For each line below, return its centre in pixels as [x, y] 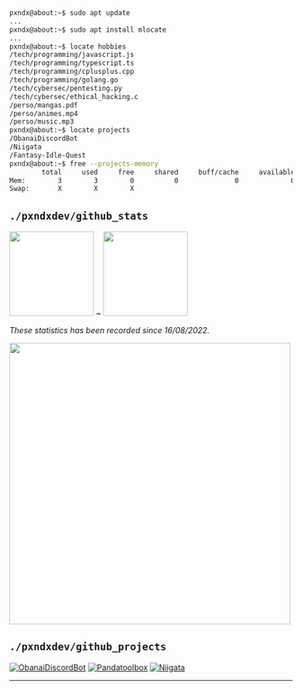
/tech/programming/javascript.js [72, 55]
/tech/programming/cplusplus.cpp [72, 72]
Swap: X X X [72, 189]
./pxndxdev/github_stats [79, 216]
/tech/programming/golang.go [64, 80]
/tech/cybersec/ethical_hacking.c [74, 96]
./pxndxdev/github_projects [88, 647]
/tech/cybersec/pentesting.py [66, 88]
